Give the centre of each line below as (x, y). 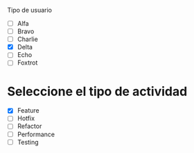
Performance (36, 134)
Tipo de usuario (30, 10)
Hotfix (26, 118)
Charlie (27, 39)
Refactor (29, 126)
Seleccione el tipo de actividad (97, 91)
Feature (28, 111)
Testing (28, 142)
